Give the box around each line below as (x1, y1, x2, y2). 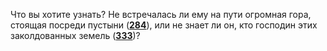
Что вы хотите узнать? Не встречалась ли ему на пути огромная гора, (10, 9, 312, 20)
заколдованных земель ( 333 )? (10, 30, 141, 41)
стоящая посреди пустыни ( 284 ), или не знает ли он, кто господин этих (10, 19, 318, 31)
